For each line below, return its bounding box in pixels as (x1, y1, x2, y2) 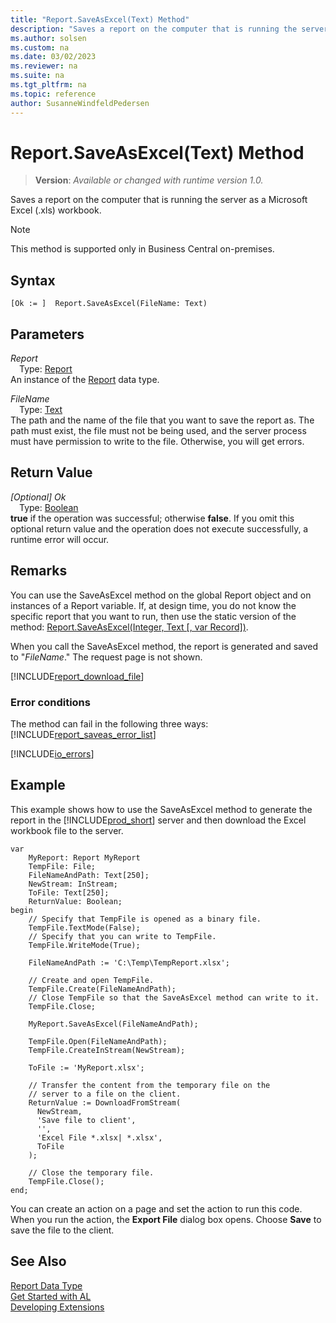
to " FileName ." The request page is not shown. (10, 651, 203, 663)
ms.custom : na (10, 42, 70, 53)
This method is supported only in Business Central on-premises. (10, 243, 275, 255)
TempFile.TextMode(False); (28, 922, 141, 933)
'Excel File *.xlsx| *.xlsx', (36, 1132, 163, 1143)
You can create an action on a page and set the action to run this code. (10, 1202, 303, 1215)
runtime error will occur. (10, 533, 110, 545)
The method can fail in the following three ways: (10, 717, 209, 730)
